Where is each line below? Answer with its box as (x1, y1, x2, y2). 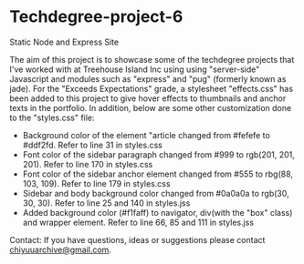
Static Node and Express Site (9, 36, 120, 47)
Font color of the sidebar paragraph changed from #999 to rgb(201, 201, (22, 148, 295, 160)
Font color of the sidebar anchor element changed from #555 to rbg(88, (22, 168, 294, 179)
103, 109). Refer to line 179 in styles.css (22, 178, 171, 188)
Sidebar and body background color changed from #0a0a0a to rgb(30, (22, 188, 289, 198)
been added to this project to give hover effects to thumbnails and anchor (9, 93, 287, 104)
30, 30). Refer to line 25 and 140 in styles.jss (22, 198, 191, 208)
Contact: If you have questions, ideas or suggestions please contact (9, 234, 266, 245)
